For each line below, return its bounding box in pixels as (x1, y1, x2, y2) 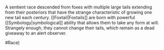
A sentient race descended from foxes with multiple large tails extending (5, 4, 152, 10)
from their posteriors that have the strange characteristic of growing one (5, 9, 152, 15)
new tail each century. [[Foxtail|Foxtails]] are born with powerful (5, 15, 135, 20)
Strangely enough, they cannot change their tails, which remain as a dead (5, 25, 155, 31)
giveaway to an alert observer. (5, 30, 67, 36)
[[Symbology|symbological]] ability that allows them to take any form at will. (5, 20, 159, 25)
